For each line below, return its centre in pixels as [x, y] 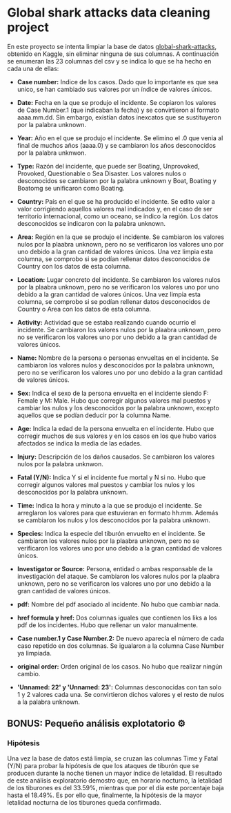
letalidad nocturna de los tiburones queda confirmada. [84, 802]
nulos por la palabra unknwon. [60, 463]
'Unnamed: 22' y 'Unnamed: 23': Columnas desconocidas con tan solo [119, 687]
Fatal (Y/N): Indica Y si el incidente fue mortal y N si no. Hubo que [111, 477]
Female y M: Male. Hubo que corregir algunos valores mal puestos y [114, 400]
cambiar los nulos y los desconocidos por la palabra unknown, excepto [118, 408]
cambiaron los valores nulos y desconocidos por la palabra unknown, [116, 365]
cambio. [29, 673]
